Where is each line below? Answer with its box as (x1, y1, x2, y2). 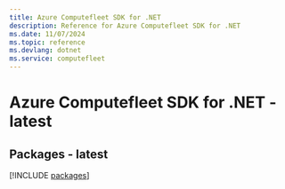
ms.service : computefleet (9, 54, 105, 63)
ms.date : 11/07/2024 (9, 29, 86, 38)
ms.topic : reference (9, 37, 86, 47)
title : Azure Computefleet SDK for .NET (9, 12, 162, 22)
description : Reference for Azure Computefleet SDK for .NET (9, 21, 241, 30)
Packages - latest (9, 146, 109, 161)
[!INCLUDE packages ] (9, 170, 90, 180)
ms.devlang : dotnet (9, 46, 82, 55)
